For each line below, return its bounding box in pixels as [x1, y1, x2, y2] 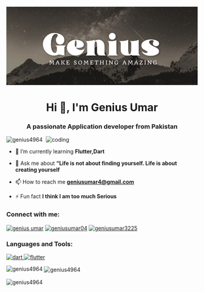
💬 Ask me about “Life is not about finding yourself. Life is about [15, 159, 177, 167]
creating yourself [15, 166, 60, 173]
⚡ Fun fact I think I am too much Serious [15, 193, 117, 200]
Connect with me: [6, 210, 60, 218]
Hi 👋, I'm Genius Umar [46, 100, 158, 114]
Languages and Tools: [6, 240, 73, 248]
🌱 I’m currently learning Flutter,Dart [15, 148, 105, 155]
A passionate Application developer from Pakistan [26, 122, 178, 131]
